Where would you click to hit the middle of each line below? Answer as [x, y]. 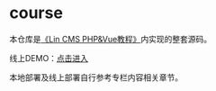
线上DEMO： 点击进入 [49, 58]
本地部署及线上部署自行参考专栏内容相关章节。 [96, 77]
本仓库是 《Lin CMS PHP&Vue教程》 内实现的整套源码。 [111, 39]
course [36, 13]
